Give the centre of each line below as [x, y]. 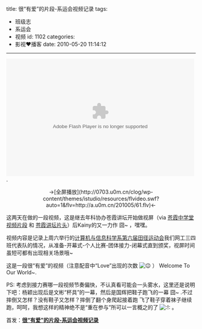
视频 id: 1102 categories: [45, 37]
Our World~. [22, 272]
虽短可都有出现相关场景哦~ [40, 253]
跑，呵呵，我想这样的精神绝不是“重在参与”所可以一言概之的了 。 [92, 307]
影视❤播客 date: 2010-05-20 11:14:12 [61, 44]
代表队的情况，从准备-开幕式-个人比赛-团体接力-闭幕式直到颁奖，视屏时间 [103, 245]
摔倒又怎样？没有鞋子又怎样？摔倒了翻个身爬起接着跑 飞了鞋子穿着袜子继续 [99, 300]
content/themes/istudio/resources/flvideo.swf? [101, 198]
